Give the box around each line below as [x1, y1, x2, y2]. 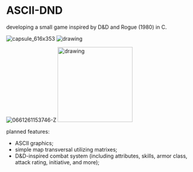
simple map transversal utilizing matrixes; [14, 146, 118, 153]
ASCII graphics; [14, 139, 54, 147]
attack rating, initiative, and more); [14, 158, 100, 165]
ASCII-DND [6, 4, 63, 17]
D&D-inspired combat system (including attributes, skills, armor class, [14, 152, 188, 159]
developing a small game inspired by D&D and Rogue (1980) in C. [6, 23, 167, 31]
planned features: [6, 128, 50, 135]
